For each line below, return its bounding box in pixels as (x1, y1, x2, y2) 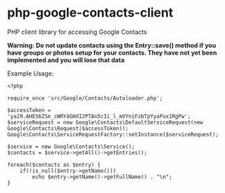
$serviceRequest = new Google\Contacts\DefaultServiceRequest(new (7, 119, 203, 126)
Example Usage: (7, 69, 54, 77)
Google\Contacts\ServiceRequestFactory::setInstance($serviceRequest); (7, 131, 219, 138)
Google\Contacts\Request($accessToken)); (7, 125, 129, 132)
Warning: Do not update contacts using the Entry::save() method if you (7, 41, 217, 49)
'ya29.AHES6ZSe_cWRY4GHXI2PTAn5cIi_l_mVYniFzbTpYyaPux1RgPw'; (7, 113, 191, 120)
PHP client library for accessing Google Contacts (7, 28, 147, 36)
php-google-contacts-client (7, 5, 174, 21)
